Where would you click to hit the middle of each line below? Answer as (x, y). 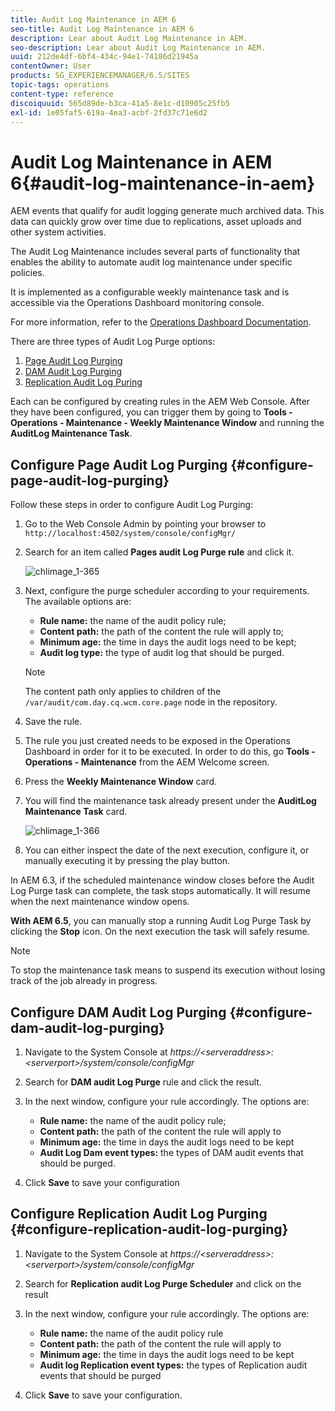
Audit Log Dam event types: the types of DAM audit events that (171, 1152)
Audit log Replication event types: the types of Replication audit (173, 1365)
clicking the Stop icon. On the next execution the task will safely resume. (160, 932)
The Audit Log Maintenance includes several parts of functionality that (155, 252)
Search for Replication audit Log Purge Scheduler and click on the (163, 1283)
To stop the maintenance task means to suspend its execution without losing (168, 970)
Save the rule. (53, 722)
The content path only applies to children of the (123, 692)
